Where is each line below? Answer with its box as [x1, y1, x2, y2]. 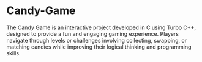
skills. [6, 49, 21, 57]
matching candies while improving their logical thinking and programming [6, 43, 192, 50]
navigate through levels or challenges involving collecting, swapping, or [6, 36, 187, 44]
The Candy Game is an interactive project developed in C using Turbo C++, [6, 24, 196, 31]
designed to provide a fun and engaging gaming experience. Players [6, 30, 179, 37]
